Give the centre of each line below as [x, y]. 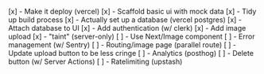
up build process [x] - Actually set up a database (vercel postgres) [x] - [125, 20]
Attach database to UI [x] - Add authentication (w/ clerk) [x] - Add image [127, 28]
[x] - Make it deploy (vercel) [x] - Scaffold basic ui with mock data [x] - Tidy [132, 11]
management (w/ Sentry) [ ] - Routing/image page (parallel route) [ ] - [122, 45]
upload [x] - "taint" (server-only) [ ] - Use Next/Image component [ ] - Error [132, 36]
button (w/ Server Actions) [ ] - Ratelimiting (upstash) [95, 61]
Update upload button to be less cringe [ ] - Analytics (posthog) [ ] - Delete [131, 53]
